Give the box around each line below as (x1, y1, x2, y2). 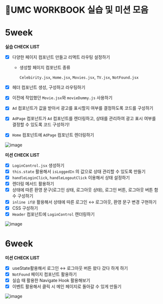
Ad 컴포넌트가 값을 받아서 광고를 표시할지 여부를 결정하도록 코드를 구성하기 (12, 105, 154, 111)
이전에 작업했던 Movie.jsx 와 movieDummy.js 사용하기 (12, 95, 113, 101)
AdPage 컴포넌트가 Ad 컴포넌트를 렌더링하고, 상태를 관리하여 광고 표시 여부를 (12, 116, 156, 122)
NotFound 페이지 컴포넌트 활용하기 (12, 271, 77, 277)
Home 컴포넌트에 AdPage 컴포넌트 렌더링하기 (12, 132, 94, 138)
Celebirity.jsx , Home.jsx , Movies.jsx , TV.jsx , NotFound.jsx (19, 74, 139, 81)
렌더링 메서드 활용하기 (12, 181, 55, 186)
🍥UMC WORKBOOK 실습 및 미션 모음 (5, 4, 149, 16)
